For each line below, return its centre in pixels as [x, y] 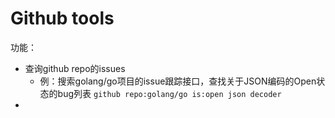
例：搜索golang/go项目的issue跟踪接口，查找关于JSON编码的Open [178, 81]
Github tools [62, 18]
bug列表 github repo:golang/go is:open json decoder [169, 93]
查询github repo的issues [75, 68]
